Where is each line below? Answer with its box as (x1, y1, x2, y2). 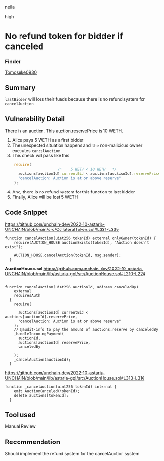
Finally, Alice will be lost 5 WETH (12, 194, 78, 200)
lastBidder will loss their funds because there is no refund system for (5, 96, 145, 102)
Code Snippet (5, 208, 48, 216)
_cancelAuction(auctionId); (14, 357, 71, 362)
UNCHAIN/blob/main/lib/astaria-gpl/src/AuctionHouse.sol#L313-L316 (5, 375, 145, 381)
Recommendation (5, 438, 60, 446)
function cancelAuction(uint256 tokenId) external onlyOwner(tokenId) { (5, 236, 156, 241)
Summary (5, 83, 36, 92)
